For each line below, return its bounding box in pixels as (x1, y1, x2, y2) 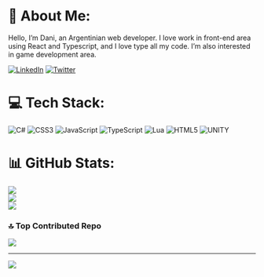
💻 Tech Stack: (8, 94, 105, 112)
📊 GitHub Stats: (8, 155, 115, 172)
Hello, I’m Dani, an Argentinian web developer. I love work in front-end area (8, 33, 251, 42)
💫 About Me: (8, 7, 91, 25)
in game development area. (8, 49, 97, 59)
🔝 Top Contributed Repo (8, 220, 102, 231)
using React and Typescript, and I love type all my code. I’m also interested (8, 41, 251, 50)
